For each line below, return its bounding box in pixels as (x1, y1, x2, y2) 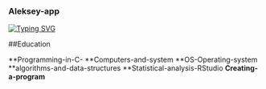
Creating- (224, 63, 259, 73)
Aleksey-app (8, 6, 60, 17)
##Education (8, 39, 51, 49)
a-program (8, 72, 46, 82)
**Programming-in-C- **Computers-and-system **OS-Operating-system (8, 55, 258, 65)
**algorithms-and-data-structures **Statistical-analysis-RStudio (8, 63, 223, 73)
